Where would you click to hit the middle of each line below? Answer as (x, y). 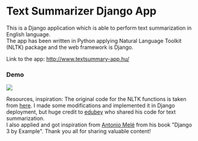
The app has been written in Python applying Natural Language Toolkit (94, 41)
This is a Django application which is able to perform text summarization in (99, 28)
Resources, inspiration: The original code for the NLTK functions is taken (97, 99)
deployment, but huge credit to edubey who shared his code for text (91, 112)
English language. (28, 34)
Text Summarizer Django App (81, 11)
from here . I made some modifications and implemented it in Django (91, 106)
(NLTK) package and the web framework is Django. (70, 47)
